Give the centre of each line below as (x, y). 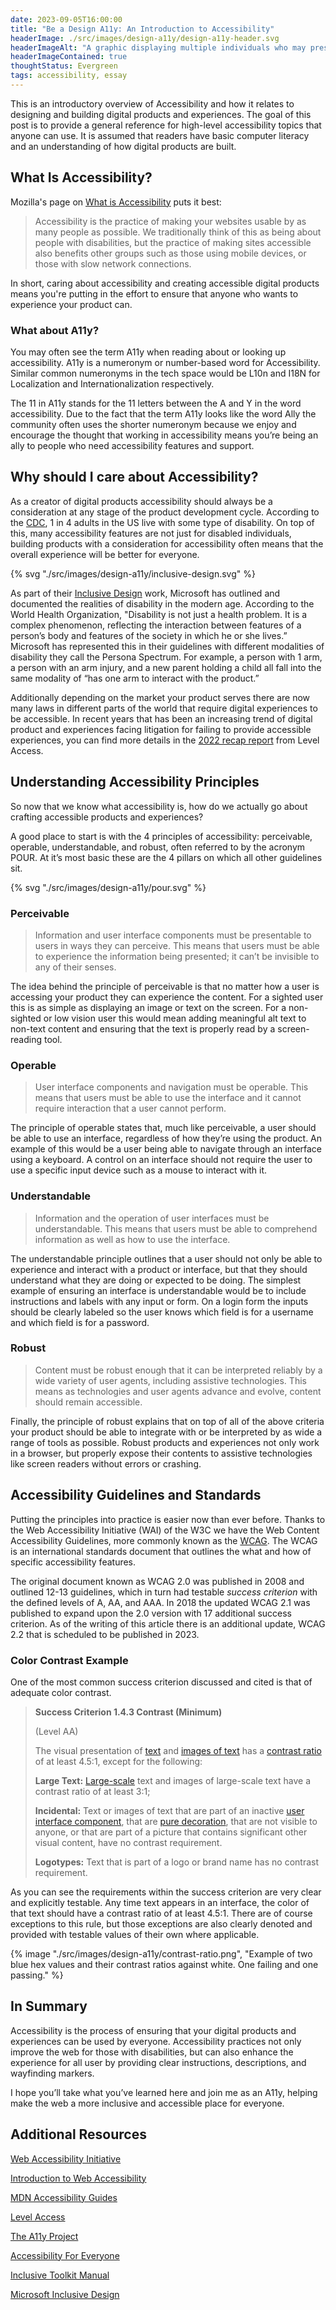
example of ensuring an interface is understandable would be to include (158, 1290)
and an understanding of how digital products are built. (123, 146)
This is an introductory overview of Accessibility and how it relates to (152, 103)
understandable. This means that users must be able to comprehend (176, 1228)
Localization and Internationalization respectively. (112, 383)
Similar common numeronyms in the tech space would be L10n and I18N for (165, 373)
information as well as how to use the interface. (132, 1239)
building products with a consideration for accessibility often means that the (167, 543)
